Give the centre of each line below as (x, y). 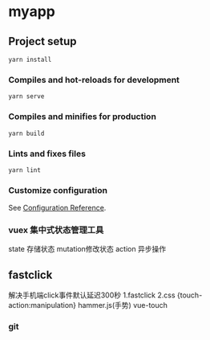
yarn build (26, 133)
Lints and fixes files (47, 154)
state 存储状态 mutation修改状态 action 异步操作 (87, 249)
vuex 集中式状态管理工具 (56, 230)
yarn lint (25, 170)
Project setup (43, 41)
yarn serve (26, 96)
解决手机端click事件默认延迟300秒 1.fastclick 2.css (92, 295)
